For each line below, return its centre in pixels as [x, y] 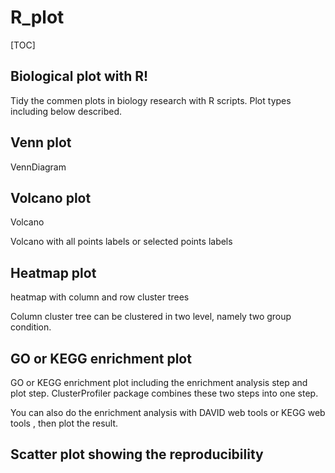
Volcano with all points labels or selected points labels [121, 242]
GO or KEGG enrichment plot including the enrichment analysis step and [159, 382]
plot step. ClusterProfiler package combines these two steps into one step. [164, 393]
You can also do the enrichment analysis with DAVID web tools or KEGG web [168, 412]
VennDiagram [38, 167]
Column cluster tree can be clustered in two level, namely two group [151, 317]
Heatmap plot [53, 272]
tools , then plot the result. [64, 423]
